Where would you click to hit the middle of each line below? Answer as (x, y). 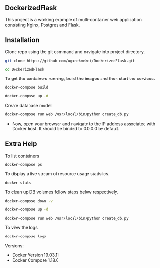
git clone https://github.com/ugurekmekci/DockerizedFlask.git (70, 61)
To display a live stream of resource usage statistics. (57, 173)
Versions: (15, 246)
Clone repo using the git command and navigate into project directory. (75, 52)
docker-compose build (27, 87)
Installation (22, 40)
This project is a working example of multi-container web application (73, 19)
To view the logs (21, 228)
